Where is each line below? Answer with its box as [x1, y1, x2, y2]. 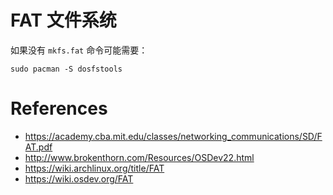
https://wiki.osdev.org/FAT [24, 172, 134, 185]
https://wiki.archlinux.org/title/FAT [24, 162, 165, 174]
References [10, 97, 108, 120]
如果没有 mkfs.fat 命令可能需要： [10, 44, 148, 56]
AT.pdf [24, 141, 53, 153]
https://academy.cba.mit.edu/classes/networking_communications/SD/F [24, 130, 323, 142]
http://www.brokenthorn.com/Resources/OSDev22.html [24, 151, 255, 163]
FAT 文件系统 [10, 9, 117, 32]
